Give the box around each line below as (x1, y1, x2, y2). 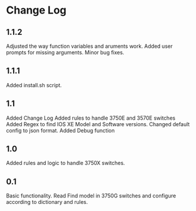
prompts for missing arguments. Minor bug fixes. (6, 49, 125, 56)
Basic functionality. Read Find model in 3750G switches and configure (6, 192, 177, 199)
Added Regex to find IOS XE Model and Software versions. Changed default (6, 120, 190, 127)
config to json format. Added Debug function (6, 127, 115, 134)
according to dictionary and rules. (6, 199, 88, 206)
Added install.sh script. (6, 81, 62, 88)
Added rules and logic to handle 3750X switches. (6, 160, 125, 167)
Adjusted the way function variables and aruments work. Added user (6, 42, 173, 50)
